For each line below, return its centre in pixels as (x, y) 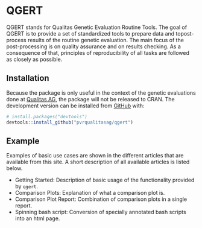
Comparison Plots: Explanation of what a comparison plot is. (90, 193)
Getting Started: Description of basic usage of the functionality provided (105, 180)
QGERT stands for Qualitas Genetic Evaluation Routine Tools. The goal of (97, 27)
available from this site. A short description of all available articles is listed (98, 162)
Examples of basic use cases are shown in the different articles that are (95, 156)
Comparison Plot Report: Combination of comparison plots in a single (101, 199)
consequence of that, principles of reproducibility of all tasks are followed (98, 52)
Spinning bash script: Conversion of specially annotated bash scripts (100, 212)
